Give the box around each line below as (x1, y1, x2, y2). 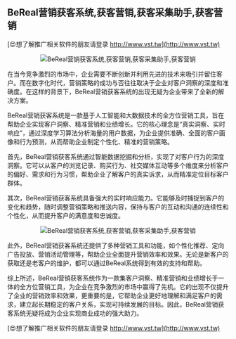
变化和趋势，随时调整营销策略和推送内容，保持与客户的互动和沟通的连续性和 (7, 203, 229, 211)
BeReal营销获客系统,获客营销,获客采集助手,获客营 (7, 6, 223, 19)
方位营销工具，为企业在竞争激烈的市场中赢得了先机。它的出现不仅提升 (25, 282, 229, 290)
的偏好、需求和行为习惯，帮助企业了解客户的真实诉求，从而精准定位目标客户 (7, 169, 229, 178)
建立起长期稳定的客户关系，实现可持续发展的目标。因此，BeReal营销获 (19, 300, 225, 308)
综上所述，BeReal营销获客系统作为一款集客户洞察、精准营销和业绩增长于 (7, 274, 218, 282)
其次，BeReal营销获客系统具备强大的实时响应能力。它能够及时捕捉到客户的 (7, 193, 225, 202)
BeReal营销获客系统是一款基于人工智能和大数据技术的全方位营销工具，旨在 (7, 111, 225, 120)
